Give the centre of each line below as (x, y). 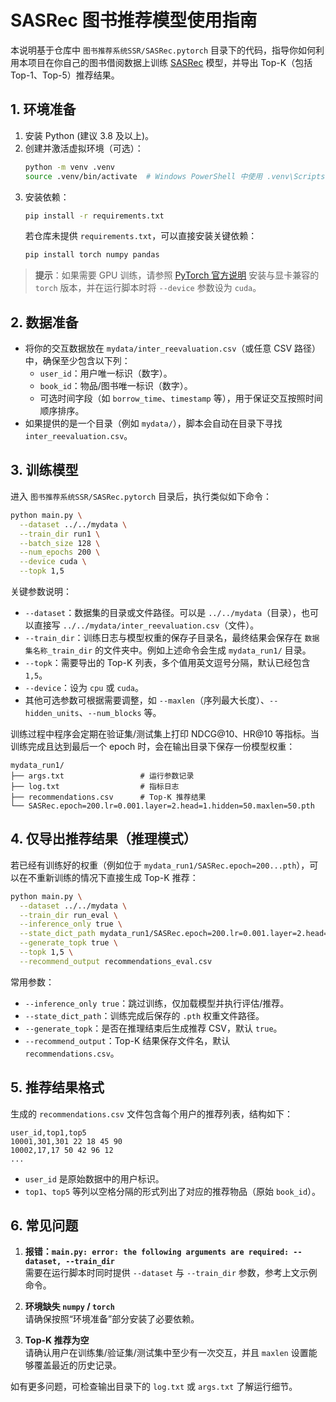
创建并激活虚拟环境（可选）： (84, 148)
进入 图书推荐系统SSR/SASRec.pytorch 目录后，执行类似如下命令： (141, 496)
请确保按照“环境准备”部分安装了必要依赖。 (112, 1319)
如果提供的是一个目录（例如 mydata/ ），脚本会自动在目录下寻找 (153, 423)
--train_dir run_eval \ (68, 915)
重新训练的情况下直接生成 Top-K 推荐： (117, 877)
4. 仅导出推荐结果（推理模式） (103, 839)
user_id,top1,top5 (48, 1132)
